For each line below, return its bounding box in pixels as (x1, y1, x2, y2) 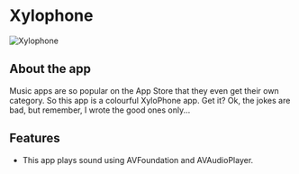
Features (9, 131, 60, 146)
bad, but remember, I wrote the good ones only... (9, 105, 191, 115)
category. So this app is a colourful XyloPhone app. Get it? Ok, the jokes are (9, 95, 291, 105)
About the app (9, 61, 92, 77)
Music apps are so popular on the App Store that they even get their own (9, 85, 279, 96)
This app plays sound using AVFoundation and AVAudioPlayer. (22, 154, 254, 165)
